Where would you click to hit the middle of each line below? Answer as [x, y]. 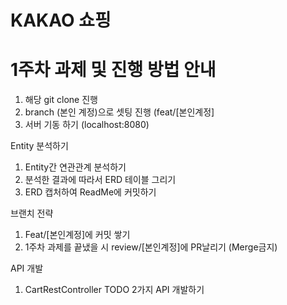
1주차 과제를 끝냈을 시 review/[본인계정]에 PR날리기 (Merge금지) [151, 247]
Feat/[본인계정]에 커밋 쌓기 [77, 235]
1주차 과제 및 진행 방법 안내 [113, 70]
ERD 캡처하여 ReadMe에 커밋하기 [90, 192]
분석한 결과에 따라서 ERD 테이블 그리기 [100, 180]
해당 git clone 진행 [61, 100]
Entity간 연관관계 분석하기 [75, 167]
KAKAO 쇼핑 [61, 20]
